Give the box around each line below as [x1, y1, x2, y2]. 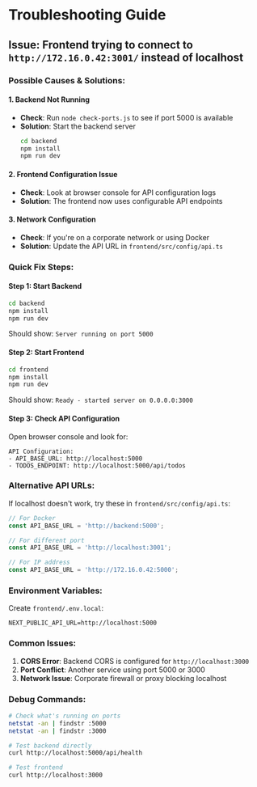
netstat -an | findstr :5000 [8, 719, 107, 727]
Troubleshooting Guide [8, 6, 166, 24]
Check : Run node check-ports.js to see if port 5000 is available [19, 112, 234, 122]
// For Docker [8, 514, 57, 523]
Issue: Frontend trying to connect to [8, 38, 194, 52]
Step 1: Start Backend [8, 281, 82, 291]
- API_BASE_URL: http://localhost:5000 [8, 455, 143, 463]
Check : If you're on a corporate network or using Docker [19, 232, 210, 242]
